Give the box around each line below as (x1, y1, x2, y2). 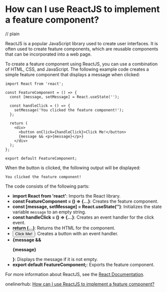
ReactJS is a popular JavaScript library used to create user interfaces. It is (5, 40, 158, 46)
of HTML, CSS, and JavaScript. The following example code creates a (5, 66, 149, 72)
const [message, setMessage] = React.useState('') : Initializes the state (12, 203, 162, 209)
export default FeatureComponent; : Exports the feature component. (12, 261, 155, 267)
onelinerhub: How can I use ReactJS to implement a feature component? (5, 281, 155, 287)
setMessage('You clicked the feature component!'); (14, 107, 124, 112)
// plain (5, 31, 20, 37)
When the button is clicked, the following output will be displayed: (5, 165, 141, 171)
